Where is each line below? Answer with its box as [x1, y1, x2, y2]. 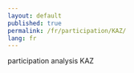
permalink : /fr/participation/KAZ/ [7, 26, 127, 34]
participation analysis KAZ [7, 56, 94, 66]
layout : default [7, 11, 62, 20]
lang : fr [7, 34, 37, 43]
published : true [7, 19, 62, 27]
